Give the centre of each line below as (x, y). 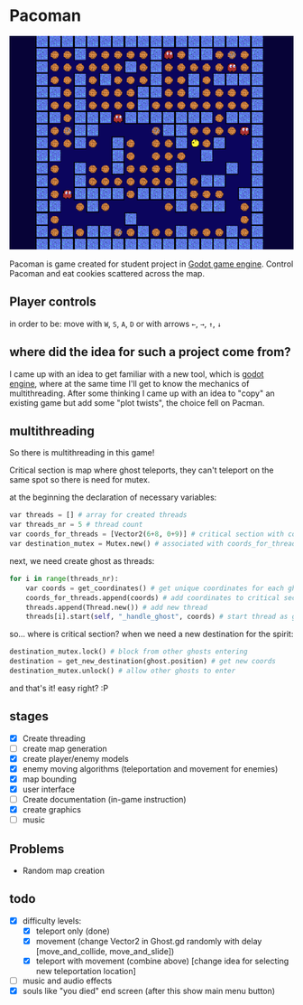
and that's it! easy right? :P (59, 688)
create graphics (51, 810)
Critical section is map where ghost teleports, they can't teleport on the (142, 470)
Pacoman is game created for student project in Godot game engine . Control (151, 264)
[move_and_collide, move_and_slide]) (105, 952)
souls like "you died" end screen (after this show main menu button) (149, 991)
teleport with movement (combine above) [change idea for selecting (162, 961)
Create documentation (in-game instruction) (104, 800)
